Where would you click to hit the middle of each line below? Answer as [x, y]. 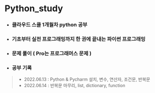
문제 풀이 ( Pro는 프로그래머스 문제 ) [51, 53]
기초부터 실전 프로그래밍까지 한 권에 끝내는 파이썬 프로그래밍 [78, 39]
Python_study [34, 9]
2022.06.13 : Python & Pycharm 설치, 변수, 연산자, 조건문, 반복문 [87, 79]
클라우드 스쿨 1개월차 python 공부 [49, 25]
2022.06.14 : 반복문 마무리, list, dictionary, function [75, 86]
